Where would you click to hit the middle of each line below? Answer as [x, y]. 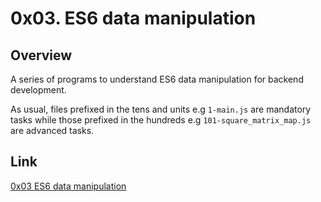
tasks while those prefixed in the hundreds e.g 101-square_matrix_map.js [161, 120]
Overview [41, 55]
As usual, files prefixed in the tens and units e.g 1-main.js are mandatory [161, 109]
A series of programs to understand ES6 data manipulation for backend [157, 79]
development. [38, 90]
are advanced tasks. [52, 130]
